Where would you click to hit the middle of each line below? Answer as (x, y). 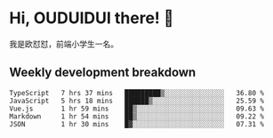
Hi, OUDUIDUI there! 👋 (92, 18)
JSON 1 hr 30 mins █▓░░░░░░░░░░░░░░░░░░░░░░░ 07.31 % (137, 124)
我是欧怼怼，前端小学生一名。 (64, 44)
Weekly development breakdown (103, 73)
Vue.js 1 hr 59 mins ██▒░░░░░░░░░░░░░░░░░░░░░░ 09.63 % (137, 109)
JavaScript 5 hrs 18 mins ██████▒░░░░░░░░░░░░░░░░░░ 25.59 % (137, 101)
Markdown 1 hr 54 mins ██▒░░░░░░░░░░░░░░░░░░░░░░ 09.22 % (137, 116)
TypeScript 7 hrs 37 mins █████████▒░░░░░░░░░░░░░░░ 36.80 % (137, 93)
